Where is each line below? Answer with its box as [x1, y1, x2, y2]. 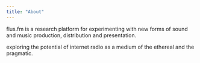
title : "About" [6, 8, 45, 15]
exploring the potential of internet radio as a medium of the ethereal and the [6, 43, 195, 50]
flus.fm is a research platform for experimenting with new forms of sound [6, 25, 188, 32]
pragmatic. [6, 49, 33, 57]
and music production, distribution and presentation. [6, 31, 137, 39]
